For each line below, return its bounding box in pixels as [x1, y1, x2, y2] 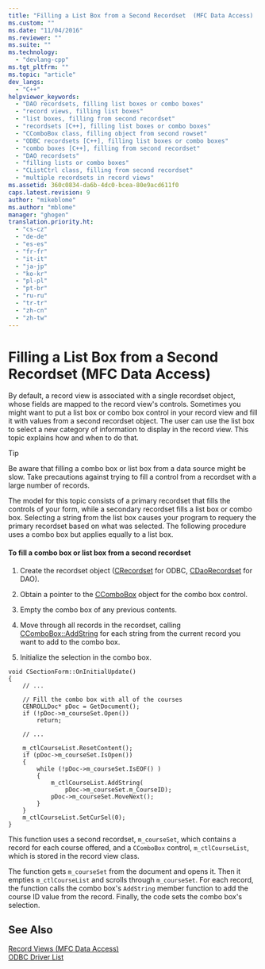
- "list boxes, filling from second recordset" [15, 115, 176, 123]
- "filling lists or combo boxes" [15, 159, 129, 167]
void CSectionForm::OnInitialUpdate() [8, 668, 136, 676]
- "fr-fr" [15, 247, 48, 255]
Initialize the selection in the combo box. [19, 652, 152, 662]
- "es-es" [15, 240, 48, 248]
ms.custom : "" [8, 19, 56, 27]
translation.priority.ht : [8, 218, 94, 226]
